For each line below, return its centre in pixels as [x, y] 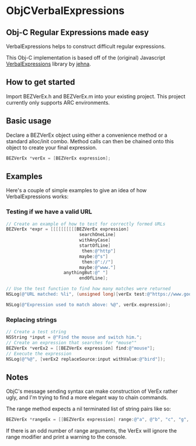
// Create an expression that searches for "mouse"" [71, 343]
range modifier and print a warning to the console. [66, 437]
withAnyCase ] [95, 240]
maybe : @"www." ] [97, 267]
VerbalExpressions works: [37, 196]
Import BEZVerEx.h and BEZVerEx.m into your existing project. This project [96, 96]
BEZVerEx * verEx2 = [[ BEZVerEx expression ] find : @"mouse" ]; [81, 348]
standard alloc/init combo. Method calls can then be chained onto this [90, 141]
